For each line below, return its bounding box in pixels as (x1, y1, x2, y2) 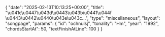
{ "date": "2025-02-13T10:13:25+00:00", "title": (5, 5, 104, 10)
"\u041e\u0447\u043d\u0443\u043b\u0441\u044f (5, 10, 112, 16)
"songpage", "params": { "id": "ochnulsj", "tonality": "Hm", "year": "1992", (5, 20, 159, 26)
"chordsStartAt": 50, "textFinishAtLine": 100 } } (5, 26, 103, 32)
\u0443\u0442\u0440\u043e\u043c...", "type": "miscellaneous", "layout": (5, 15, 160, 21)
